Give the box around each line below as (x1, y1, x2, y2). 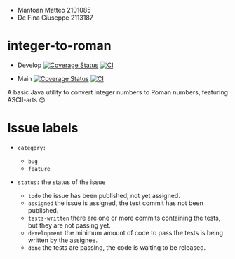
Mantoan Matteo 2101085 (17, 6, 91, 14)
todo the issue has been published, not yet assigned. (27, 191, 180, 199)
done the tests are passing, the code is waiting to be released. (27, 243, 206, 251)
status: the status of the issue (17, 178, 106, 186)
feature (27, 165, 51, 172)
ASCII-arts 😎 (7, 95, 46, 104)
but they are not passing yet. (27, 220, 111, 230)
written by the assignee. (27, 236, 98, 244)
